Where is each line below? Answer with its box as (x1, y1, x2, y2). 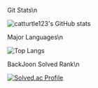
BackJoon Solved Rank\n (7, 60, 80, 68)
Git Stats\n (7, 6, 38, 14)
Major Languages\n (7, 33, 64, 41)
